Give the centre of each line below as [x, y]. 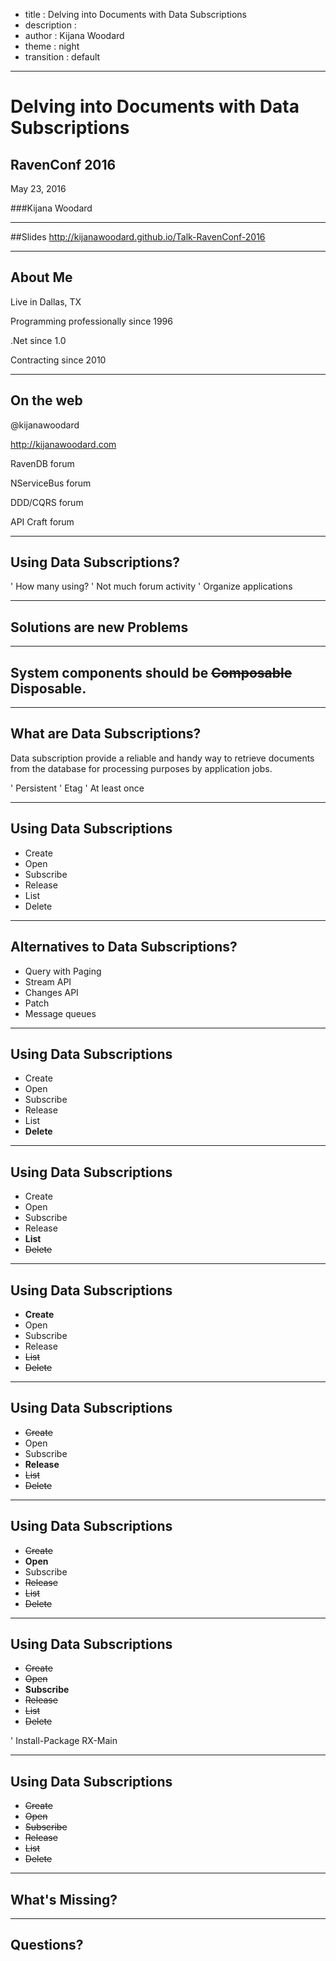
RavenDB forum [42, 463]
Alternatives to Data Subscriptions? [124, 947]
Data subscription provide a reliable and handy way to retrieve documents [162, 758]
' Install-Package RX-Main [64, 1741]
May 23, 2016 [38, 188]
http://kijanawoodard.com [63, 444]
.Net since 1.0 [38, 340]
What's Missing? [64, 1899]
